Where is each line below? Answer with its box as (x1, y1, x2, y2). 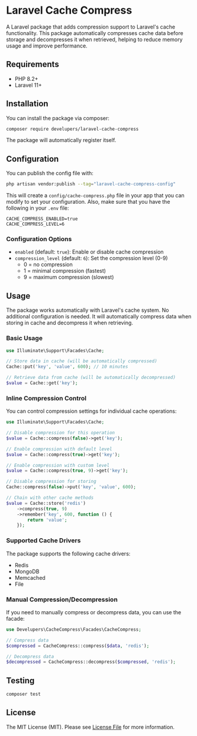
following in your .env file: (6, 204, 69, 211)
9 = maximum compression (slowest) (23, 274, 114, 281)
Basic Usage (6, 334, 43, 342)
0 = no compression (23, 261, 73, 268)
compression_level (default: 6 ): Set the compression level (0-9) (14, 255, 168, 262)
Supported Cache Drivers (6, 536, 81, 545)
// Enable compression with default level (6, 446, 112, 452)
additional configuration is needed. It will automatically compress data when (6, 313, 192, 320)
